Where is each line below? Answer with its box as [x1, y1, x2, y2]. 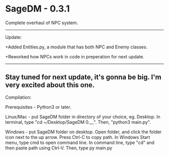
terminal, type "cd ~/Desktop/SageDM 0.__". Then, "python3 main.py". [5, 119, 151, 125]
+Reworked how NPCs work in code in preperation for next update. [5, 53, 144, 59]
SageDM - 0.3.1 [5, 3, 70, 15]
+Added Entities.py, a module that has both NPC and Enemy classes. [5, 44, 147, 50]
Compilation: [5, 94, 32, 100]
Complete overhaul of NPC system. [5, 20, 78, 26]
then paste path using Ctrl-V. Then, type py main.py [5, 144, 112, 151]
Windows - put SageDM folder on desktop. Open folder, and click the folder [5, 129, 162, 135]
